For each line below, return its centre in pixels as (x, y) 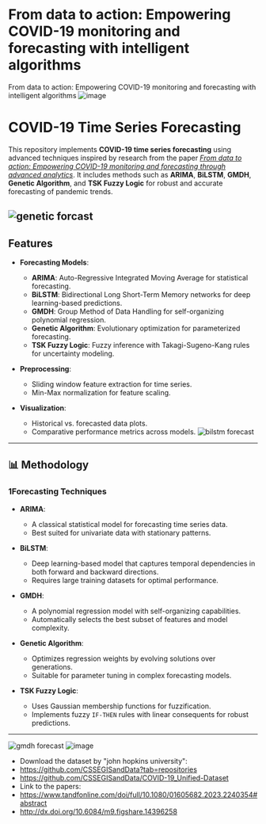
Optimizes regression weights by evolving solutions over (123, 658)
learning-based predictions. (77, 303)
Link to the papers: (50, 786)
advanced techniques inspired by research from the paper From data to (125, 158)
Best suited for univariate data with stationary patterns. (121, 532)
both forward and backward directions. (95, 571)
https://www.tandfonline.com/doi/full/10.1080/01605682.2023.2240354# (139, 795)
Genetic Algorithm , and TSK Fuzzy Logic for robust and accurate (116, 183)
